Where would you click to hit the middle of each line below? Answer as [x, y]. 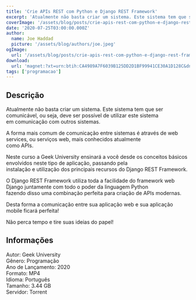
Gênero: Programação [33, 261]
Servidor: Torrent [27, 292]
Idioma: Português [28, 279]
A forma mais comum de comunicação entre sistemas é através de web [92, 133]
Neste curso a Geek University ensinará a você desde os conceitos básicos [97, 157]
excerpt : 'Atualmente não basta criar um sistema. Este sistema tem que [96, 17]
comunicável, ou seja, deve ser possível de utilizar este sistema [82, 115]
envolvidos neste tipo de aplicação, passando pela [67, 163]
